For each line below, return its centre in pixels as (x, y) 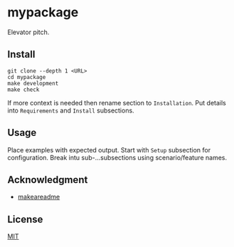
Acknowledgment (48, 180)
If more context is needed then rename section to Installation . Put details (117, 103)
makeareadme (39, 197)
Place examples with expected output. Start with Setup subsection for (109, 149)
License (25, 219)
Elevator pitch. (28, 32)
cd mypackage (27, 77)
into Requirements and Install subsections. (71, 110)
